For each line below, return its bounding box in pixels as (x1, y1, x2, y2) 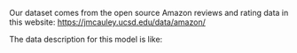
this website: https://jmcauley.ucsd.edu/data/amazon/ (9, 17, 206, 27)
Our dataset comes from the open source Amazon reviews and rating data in (9, 8, 289, 18)
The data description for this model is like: (9, 34, 163, 44)
